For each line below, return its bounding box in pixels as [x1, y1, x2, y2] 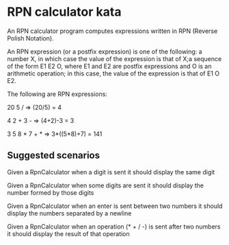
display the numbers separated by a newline [7, 209, 132, 217]
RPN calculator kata [7, 4, 122, 20]
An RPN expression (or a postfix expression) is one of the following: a [7, 47, 203, 56]
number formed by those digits [7, 188, 94, 196]
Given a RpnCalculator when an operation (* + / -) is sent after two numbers [7, 222, 221, 231]
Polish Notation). [7, 34, 54, 42]
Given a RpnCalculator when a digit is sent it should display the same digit [7, 167, 215, 176]
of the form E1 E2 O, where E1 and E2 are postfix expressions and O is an [7, 62, 212, 70]
